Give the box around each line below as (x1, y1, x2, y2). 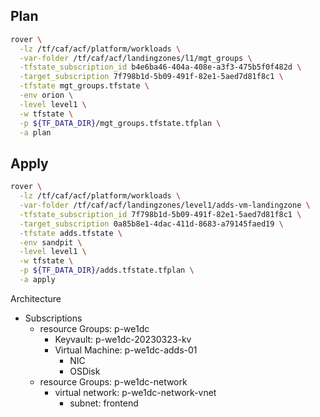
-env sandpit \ (19, 237, 83, 248)
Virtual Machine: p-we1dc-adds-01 (54, 344, 198, 356)
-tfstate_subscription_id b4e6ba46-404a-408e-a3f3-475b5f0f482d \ (19, 62, 302, 73)
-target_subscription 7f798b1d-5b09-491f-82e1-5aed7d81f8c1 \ (19, 72, 284, 82)
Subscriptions (24, 312, 83, 324)
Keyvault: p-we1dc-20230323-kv (54, 333, 192, 345)
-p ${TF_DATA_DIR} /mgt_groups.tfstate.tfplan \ (19, 118, 222, 128)
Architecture (10, 292, 62, 304)
